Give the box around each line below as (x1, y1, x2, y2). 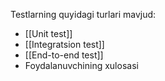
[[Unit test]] (24, 28, 73, 39)
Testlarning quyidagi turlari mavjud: (10, 9, 157, 20)
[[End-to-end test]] (24, 49, 104, 61)
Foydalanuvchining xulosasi (24, 60, 139, 71)
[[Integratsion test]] (24, 39, 105, 50)
